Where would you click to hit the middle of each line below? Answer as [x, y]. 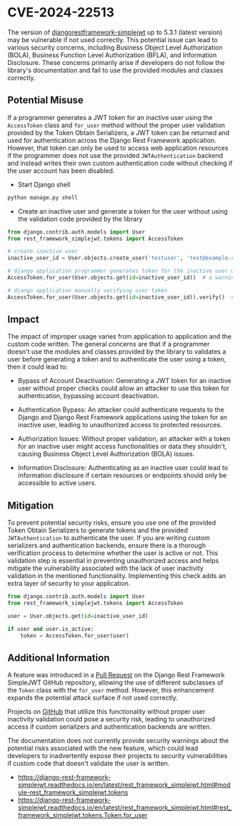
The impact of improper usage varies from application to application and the [120, 337]
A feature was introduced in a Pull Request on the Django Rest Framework [116, 675]
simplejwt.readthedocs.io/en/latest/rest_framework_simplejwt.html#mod [124, 785]
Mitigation [31, 506]
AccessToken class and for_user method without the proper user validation [116, 125]
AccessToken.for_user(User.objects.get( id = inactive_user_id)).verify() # [121, 297]
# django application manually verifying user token [87, 290]
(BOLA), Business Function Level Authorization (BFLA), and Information [112, 55]
